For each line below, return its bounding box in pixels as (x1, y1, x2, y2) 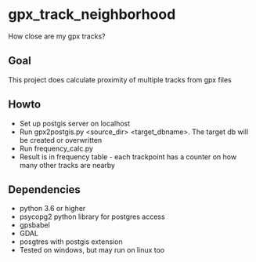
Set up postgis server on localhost (19, 118, 131, 128)
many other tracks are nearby (19, 160, 116, 169)
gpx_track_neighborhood (8, 5, 176, 24)
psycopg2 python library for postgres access (19, 212, 166, 221)
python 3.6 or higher (19, 204, 86, 213)
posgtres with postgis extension (19, 237, 123, 246)
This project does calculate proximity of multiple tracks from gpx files (8, 75, 233, 84)
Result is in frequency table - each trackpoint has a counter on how (19, 151, 237, 162)
